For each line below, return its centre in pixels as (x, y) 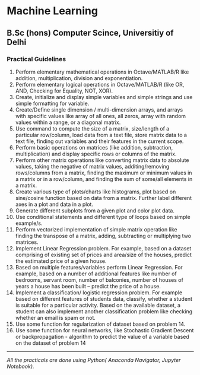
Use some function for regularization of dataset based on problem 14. (100, 324)
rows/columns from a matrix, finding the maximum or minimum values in (104, 173)
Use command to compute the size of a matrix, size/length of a (92, 128)
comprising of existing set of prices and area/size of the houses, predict (104, 255)
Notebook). (20, 366)
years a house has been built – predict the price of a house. (88, 286)
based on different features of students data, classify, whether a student (104, 298)
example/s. (29, 223)
